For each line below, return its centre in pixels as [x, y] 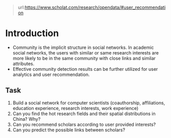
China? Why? [27, 119]
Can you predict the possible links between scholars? [69, 130]
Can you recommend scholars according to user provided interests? [84, 124]
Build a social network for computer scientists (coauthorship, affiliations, [89, 103]
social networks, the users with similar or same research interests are [86, 52]
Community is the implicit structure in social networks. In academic [83, 47]
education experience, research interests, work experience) [76, 108]
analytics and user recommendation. [51, 74]
